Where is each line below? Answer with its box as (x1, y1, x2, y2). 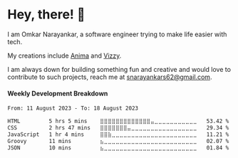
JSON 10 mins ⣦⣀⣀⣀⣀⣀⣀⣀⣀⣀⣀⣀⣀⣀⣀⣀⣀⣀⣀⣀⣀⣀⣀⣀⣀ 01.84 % (7, 144, 229, 152)
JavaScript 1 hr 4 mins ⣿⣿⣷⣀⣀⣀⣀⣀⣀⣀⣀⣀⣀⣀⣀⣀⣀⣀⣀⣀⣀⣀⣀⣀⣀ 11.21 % (7, 131, 229, 138)
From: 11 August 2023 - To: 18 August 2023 (7, 105, 139, 112)
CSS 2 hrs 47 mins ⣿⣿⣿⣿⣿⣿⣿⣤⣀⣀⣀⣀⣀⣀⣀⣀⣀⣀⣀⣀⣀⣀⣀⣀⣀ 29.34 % (7, 124, 229, 131)
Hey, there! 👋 (7, 6, 86, 23)
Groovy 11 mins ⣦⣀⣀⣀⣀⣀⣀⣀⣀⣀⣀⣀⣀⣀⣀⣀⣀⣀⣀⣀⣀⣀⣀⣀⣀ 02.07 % (7, 137, 229, 144)
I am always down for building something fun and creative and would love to (7, 65, 232, 73)
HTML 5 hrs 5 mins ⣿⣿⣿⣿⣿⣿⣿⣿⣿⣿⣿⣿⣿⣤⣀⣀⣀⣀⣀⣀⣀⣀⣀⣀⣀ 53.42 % (7, 117, 229, 125)
